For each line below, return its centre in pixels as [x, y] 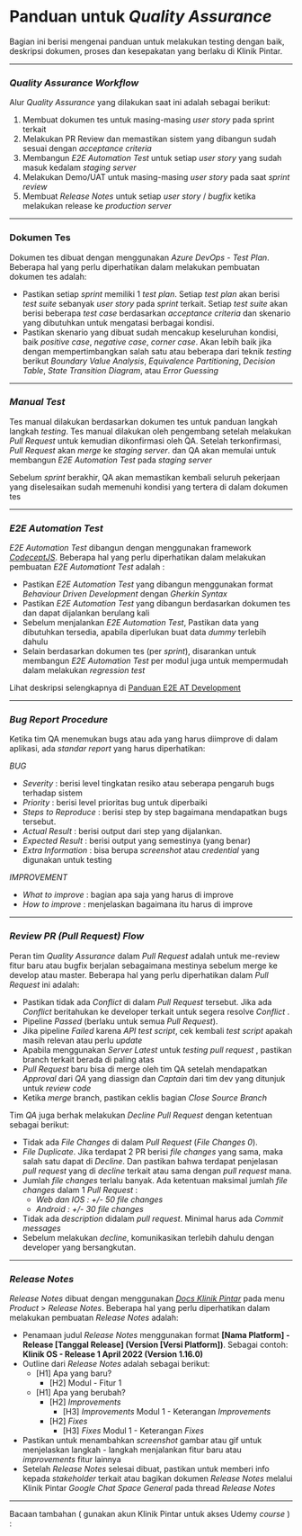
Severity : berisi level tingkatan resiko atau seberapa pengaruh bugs [148, 784]
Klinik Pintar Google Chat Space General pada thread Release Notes [149, 1488]
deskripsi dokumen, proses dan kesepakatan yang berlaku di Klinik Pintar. [146, 50]
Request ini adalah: [44, 984]
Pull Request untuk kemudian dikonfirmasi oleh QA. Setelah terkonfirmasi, [146, 440]
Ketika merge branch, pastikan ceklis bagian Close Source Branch [145, 1097]
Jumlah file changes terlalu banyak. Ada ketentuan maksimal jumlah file [155, 1180]
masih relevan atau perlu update [82, 1040]
